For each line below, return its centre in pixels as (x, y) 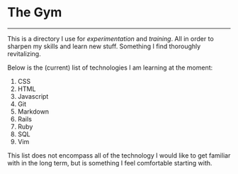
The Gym (35, 12)
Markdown (33, 112)
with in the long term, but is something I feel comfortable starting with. (110, 163)
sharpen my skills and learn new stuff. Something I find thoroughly (104, 46)
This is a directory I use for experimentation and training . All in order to (110, 38)
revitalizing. (24, 53)
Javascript (33, 96)
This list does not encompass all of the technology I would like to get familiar (119, 155)
